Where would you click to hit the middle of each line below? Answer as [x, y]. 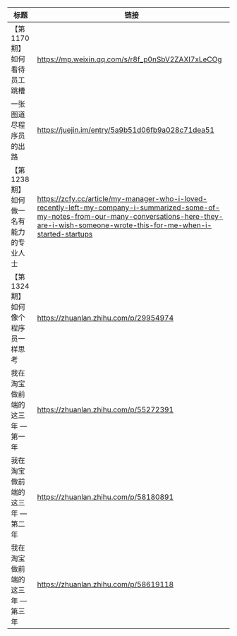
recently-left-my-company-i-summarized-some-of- [128, 208]
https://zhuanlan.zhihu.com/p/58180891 [105, 497]
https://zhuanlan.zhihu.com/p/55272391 [105, 410]
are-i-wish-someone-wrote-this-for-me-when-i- [124, 225]
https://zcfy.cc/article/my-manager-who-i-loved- [122, 199]
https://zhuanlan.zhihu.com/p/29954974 [105, 318]
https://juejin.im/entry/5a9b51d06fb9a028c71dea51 [126, 130]
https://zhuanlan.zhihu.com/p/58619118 [105, 584]
